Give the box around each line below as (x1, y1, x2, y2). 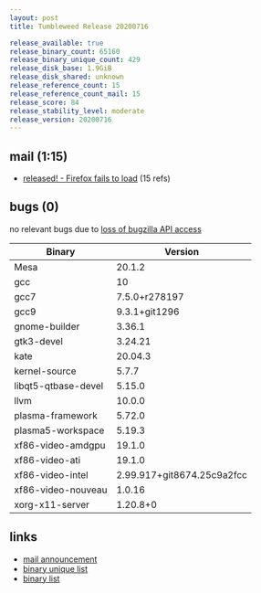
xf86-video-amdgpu (14, 439, 106, 451)
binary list (22, 573, 60, 584)
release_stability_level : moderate (9, 106, 145, 115)
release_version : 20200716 (9, 115, 112, 124)
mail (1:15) (9, 148, 68, 164)
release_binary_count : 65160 (9, 47, 120, 56)
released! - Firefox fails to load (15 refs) (22, 173, 171, 184)
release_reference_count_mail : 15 (9, 89, 141, 99)
